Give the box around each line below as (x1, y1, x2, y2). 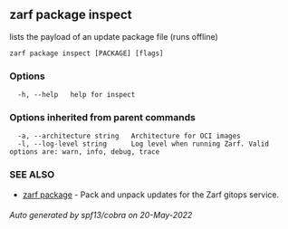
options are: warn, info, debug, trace (9, 148, 160, 157)
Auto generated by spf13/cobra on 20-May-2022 (9, 210, 193, 221)
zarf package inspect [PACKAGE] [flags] (9, 49, 165, 58)
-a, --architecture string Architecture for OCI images (17, 131, 242, 141)
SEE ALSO (9, 168, 55, 181)
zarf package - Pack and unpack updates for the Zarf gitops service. (22, 189, 280, 200)
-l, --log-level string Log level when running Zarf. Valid (17, 139, 270, 148)
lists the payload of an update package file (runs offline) (9, 31, 219, 42)
